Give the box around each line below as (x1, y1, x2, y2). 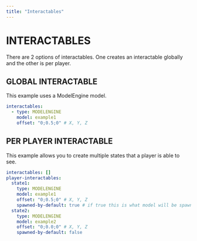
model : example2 (16, 219, 57, 225)
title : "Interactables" (6, 8, 64, 15)
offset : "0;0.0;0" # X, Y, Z (16, 224, 88, 230)
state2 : (11, 207, 30, 213)
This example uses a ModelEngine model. (6, 92, 107, 99)
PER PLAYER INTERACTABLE (6, 136, 113, 146)
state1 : (11, 180, 30, 186)
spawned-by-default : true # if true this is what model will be (16, 202, 177, 208)
